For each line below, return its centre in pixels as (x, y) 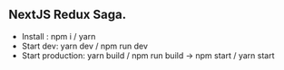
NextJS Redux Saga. (68, 15)
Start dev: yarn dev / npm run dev (85, 46)
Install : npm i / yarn (59, 36)
